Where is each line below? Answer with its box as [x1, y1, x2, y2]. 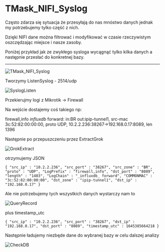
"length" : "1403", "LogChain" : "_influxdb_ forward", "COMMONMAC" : [5, 173, 153, 178]
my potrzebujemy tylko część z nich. [5, 24, 80, 30]
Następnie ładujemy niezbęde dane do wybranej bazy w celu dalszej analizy [5, 232, 160, 238]
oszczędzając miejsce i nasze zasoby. [5, 39, 82, 45]
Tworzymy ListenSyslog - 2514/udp [5, 77, 77, 84]
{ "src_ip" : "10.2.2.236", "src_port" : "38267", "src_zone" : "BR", [5, 165, 153, 170]
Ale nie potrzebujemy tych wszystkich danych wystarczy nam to [5, 190, 136, 196]
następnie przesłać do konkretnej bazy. [5, 54, 85, 60]
